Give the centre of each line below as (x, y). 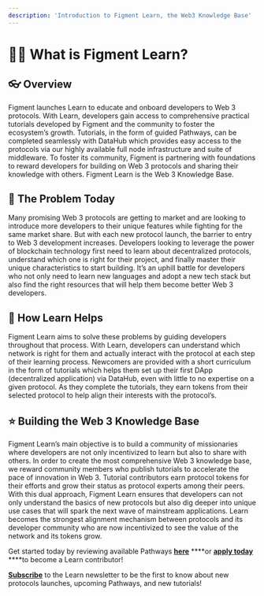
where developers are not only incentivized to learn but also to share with (127, 453)
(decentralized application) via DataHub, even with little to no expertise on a (131, 379)
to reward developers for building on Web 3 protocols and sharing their (123, 165)
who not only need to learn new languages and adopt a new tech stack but (129, 276)
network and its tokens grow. (55, 536)
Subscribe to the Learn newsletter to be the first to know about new (119, 575)
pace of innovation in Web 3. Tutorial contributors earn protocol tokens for (129, 478)
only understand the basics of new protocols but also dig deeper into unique (132, 503)
